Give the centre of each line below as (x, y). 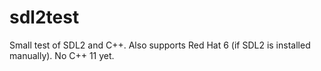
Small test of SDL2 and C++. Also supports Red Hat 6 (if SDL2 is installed (160, 45)
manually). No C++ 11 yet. (62, 55)
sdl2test (44, 17)
